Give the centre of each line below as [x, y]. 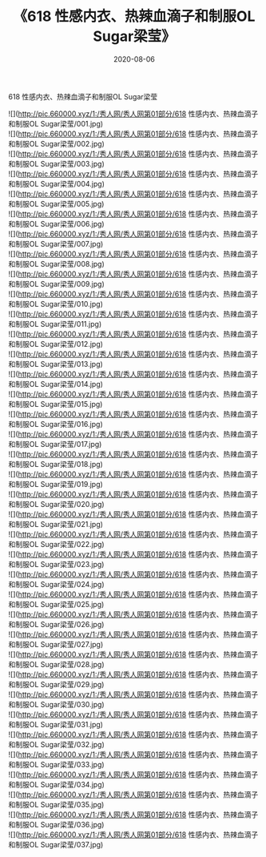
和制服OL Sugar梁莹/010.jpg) [56, 304]
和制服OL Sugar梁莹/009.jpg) [57, 284]
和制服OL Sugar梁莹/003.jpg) [57, 163]
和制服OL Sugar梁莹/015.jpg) [56, 404]
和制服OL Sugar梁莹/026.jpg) [56, 624]
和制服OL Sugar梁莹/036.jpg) [56, 824]
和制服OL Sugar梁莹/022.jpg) [57, 544]
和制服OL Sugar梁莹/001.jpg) [56, 123]
